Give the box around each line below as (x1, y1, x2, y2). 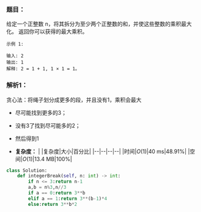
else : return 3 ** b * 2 (28, 201, 78, 207)
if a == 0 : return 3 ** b (28, 190, 86, 196)
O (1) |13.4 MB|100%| (22, 155, 73, 162)
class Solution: (6, 167, 47, 174)
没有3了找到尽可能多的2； (15, 121, 81, 129)
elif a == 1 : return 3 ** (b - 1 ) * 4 (28, 196, 107, 202)
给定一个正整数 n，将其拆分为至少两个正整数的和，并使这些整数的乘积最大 (6, 20, 192, 28)
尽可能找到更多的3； (15, 109, 67, 116)
